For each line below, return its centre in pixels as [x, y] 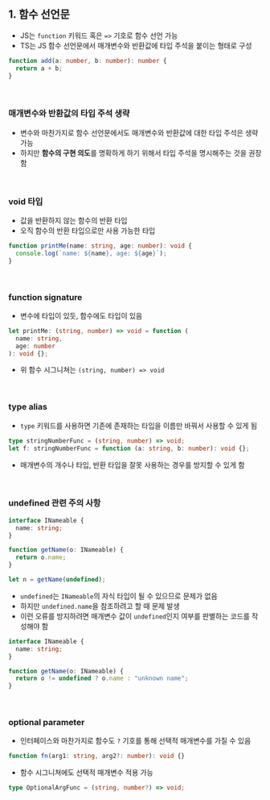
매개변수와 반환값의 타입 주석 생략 [69, 114]
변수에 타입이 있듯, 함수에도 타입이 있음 [81, 315]
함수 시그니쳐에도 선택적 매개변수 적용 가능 [87, 773]
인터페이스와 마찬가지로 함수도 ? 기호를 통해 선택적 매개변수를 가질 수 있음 [135, 741]
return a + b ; [39, 68]
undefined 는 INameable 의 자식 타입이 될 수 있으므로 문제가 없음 [119, 596]
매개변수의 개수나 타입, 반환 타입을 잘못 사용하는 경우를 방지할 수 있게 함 [132, 465]
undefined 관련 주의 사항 [55, 503]
